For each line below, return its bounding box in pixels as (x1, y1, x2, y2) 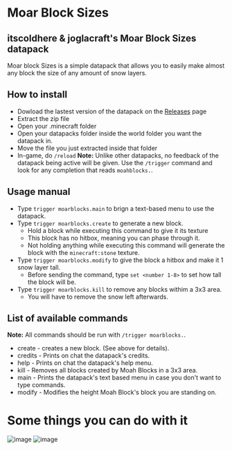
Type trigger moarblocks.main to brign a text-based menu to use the (17, 204, 215, 212)
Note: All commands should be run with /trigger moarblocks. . (7, 330, 186, 339)
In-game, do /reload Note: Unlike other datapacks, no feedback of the (17, 151, 220, 160)
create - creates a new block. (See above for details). (17, 344, 170, 353)
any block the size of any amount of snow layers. (7, 69, 148, 77)
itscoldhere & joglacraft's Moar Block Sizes (7, 32, 197, 44)
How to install (7, 88, 68, 101)
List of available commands (7, 312, 128, 324)
